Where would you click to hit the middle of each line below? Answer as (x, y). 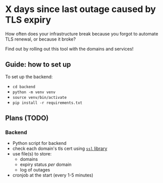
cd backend (24, 87)
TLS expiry (28, 20)
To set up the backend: (29, 77)
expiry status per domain (46, 164)
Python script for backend (39, 143)
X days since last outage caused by (81, 9)
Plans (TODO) (27, 118)
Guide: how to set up (38, 64)
